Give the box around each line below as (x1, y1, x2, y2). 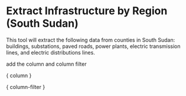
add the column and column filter (6, 60, 87, 68)
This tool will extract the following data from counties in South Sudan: (6, 36, 175, 43)
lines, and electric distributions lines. (6, 49, 96, 56)
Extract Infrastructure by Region (6, 4, 168, 18)
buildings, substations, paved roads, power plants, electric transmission (6, 43, 181, 50)
